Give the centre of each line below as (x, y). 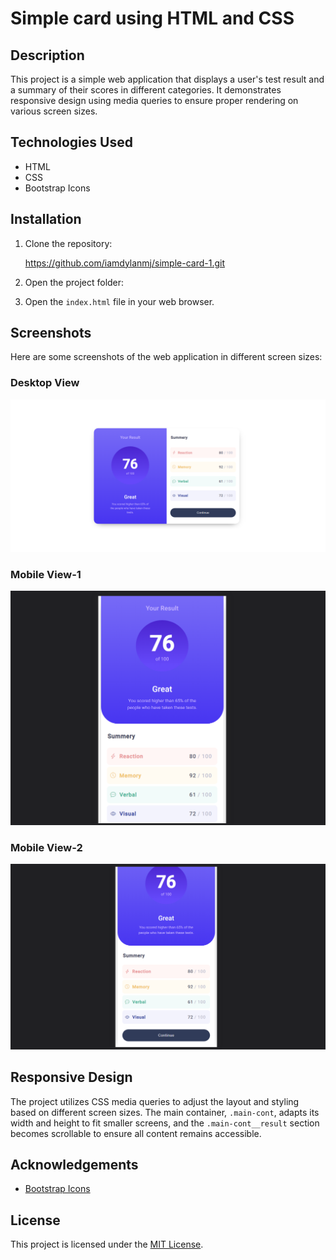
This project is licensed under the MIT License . (107, 1244)
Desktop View (45, 383)
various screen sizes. (54, 111)
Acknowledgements (74, 1164)
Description (47, 55)
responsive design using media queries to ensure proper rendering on (154, 100)
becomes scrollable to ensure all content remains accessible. (136, 1133)
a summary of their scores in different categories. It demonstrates (146, 90)
